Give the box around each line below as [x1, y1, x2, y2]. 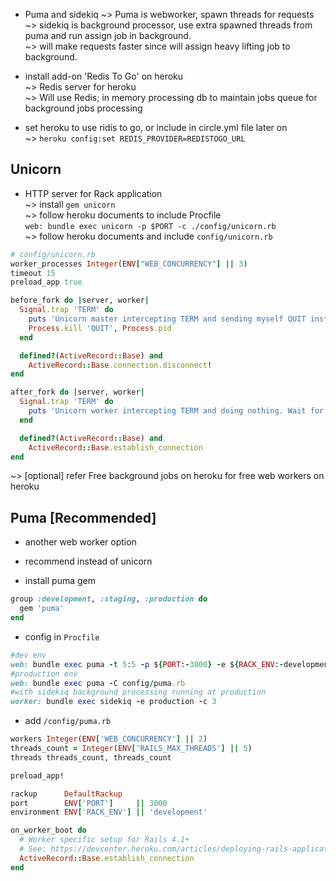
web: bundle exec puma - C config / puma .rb [10, 678, 186, 688]
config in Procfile [24, 630, 100, 643]
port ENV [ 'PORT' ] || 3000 [10, 798, 168, 808]
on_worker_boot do [10, 825, 87, 836]
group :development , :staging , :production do [10, 594, 208, 604]
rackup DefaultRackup [10, 789, 123, 799]
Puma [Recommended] [10, 509, 157, 526]
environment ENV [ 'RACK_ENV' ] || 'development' [10, 807, 208, 818]
